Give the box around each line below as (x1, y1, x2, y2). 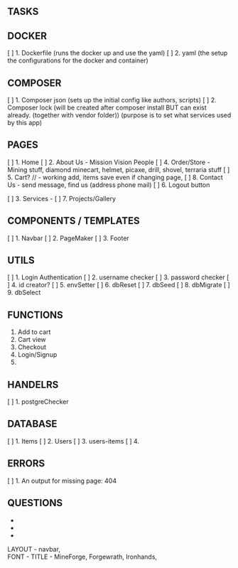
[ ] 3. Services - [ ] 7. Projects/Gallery (7, 194, 116, 203)
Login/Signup (17, 350, 58, 359)
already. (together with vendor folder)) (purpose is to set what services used (7, 111, 232, 119)
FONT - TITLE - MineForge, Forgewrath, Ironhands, (7, 552, 158, 561)
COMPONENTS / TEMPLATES (7, 215, 140, 227)
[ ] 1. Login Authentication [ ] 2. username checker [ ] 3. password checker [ (7, 273, 229, 282)
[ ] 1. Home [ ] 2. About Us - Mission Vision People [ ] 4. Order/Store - (7, 158, 211, 166)
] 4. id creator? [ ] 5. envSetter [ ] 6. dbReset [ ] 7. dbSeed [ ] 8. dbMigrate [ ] (7, 281, 231, 289)
